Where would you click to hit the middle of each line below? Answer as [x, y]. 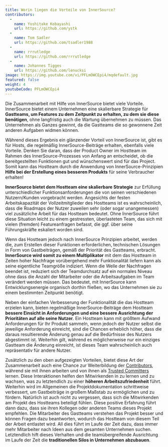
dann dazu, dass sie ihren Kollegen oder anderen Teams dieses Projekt [78, 408]
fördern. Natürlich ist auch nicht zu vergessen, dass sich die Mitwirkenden [82, 397]
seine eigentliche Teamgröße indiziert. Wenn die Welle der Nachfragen [78, 266]
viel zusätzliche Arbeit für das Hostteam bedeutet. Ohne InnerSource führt [82, 213]
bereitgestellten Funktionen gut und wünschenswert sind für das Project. [80, 161]
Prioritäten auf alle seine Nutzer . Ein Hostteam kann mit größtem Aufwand [83, 318]
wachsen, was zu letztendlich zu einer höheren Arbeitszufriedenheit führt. [83, 381]
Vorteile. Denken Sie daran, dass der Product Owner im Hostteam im [76, 151]
